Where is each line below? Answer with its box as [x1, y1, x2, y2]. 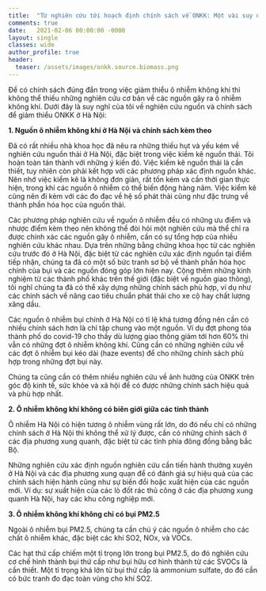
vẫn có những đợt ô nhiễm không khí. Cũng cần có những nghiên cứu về [8, 340, 245, 349]
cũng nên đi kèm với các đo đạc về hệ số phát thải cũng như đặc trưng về [8, 191, 249, 200]
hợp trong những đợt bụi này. [8, 357, 103, 366]
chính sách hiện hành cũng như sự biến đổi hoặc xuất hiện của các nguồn [8, 477, 249, 486]
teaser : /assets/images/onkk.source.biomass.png [15, 63, 179, 71]
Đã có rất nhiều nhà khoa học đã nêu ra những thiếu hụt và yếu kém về [8, 140, 240, 151]
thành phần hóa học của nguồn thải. [8, 200, 127, 209]
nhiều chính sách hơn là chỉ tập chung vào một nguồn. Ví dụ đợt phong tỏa [8, 322, 252, 333]
